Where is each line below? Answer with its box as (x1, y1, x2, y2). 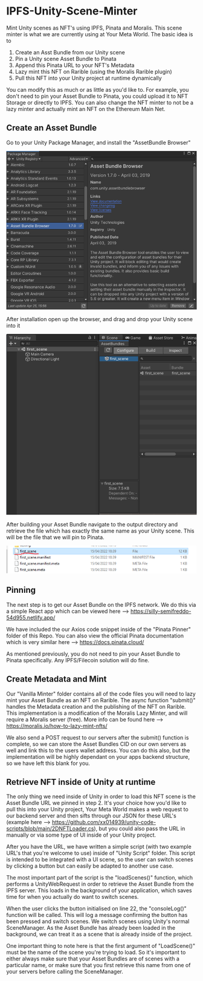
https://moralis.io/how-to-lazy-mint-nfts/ (6, 722, 108, 729)
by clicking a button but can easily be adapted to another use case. (6, 862, 174, 870)
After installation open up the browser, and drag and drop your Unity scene (6, 316, 193, 323)
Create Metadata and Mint (6, 674, 107, 685)
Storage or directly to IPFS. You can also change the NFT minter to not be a (6, 98, 194, 106)
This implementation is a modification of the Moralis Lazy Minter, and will (6, 709, 188, 717)
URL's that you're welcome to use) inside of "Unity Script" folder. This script (6, 849, 195, 857)
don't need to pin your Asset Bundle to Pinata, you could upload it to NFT (6, 92, 188, 100)
